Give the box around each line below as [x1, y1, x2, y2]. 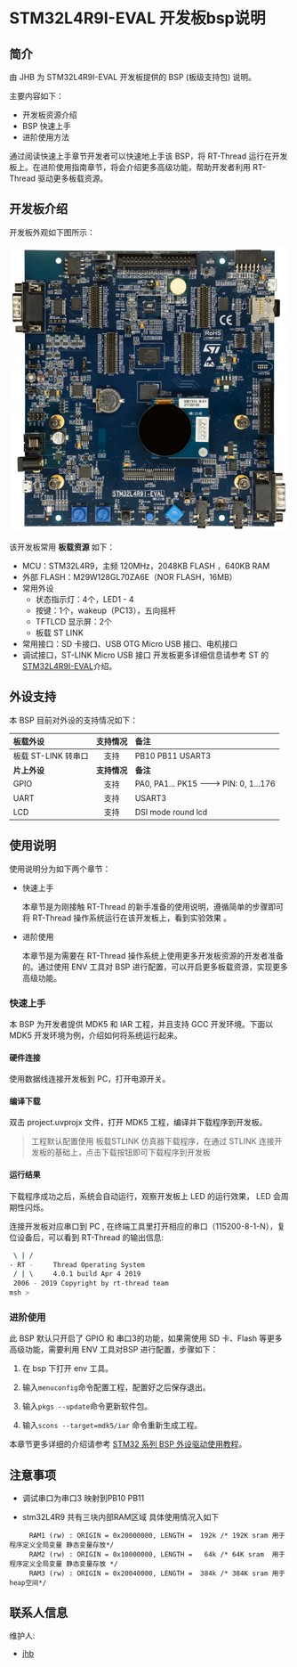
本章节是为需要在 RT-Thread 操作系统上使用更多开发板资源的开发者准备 [21, 950, 285, 960]
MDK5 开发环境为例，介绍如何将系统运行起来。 [9, 1030, 182, 1041]
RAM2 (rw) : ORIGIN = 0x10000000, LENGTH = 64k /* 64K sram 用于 [28, 1550, 286, 1559]
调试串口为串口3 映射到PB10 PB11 [21, 1493, 145, 1504]
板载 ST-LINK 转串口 [12, 750, 89, 762]
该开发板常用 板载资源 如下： [9, 541, 116, 552]
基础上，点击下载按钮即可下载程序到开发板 [54, 1147, 211, 1158]
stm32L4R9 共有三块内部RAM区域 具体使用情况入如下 [21, 1512, 220, 1523]
